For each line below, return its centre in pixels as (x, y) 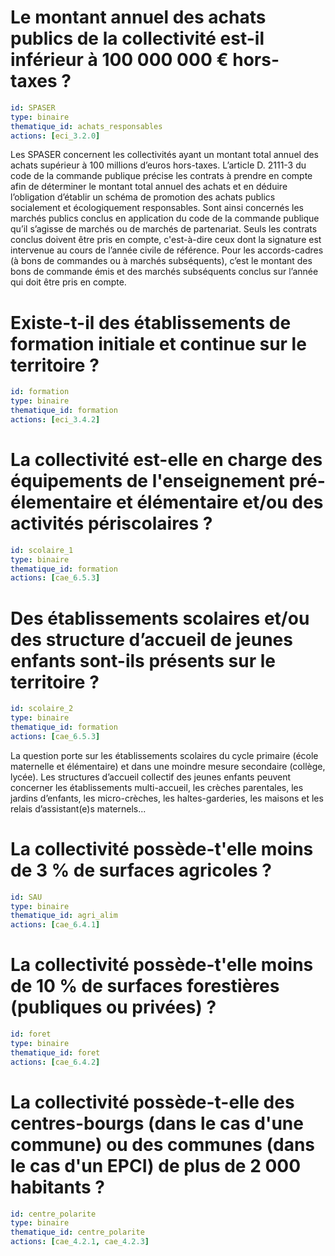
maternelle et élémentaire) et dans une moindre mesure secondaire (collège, (168, 766)
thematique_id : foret (55, 1052)
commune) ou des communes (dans (163, 1144)
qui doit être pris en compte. (68, 282)
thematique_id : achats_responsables (86, 126)
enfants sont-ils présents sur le (143, 660)
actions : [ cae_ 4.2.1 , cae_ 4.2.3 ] (80, 1242)
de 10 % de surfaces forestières (145, 986)
